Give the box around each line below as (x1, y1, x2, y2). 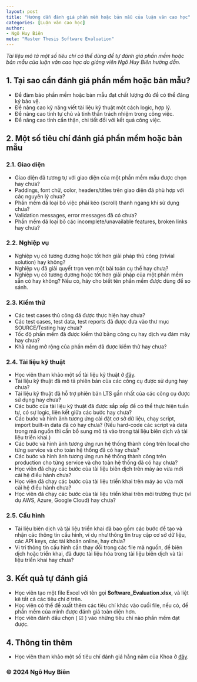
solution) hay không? (14, 258, 66, 266)
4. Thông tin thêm (6, 637, 73, 647)
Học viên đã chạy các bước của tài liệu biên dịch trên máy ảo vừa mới (14, 465, 183, 472)
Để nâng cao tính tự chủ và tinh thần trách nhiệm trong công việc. (14, 110, 175, 117)
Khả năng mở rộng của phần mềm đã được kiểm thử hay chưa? (14, 343, 167, 350)
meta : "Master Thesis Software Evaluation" (6, 36, 115, 42)
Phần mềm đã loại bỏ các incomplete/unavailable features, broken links (14, 218, 188, 225)
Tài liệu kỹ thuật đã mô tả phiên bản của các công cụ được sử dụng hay (14, 377, 188, 384)
